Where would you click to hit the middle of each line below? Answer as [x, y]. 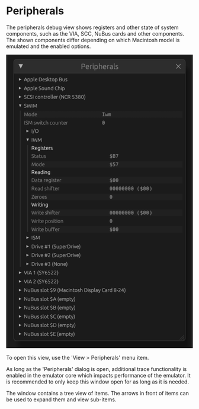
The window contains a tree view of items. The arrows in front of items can [98, 394]
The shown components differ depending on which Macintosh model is [93, 40]
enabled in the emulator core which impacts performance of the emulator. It [98, 376]
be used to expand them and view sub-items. [61, 400]
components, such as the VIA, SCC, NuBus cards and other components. [95, 33]
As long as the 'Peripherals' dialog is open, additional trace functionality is [97, 369]
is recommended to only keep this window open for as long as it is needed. [98, 382]
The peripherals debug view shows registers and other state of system [92, 27]
